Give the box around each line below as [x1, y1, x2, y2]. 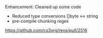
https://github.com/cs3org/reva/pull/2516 [5, 28, 88, 33]
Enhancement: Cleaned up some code [5, 4, 81, 9]
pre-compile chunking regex [12, 19, 69, 24]
